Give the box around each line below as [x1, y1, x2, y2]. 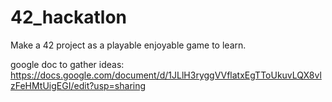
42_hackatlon [10, 6, 128, 29]
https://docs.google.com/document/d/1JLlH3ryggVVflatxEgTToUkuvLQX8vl [10, 69, 322, 81]
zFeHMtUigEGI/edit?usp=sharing [10, 79, 147, 91]
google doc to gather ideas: [10, 58, 125, 70]
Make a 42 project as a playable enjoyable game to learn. [10, 39, 247, 51]
